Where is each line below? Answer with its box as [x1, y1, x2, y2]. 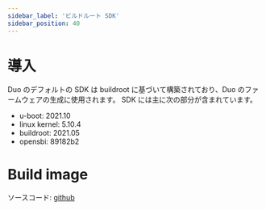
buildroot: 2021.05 [19, 128, 80, 138]
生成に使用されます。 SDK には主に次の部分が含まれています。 [49, 94, 257, 105]
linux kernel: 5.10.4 [19, 120, 81, 129]
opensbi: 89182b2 [19, 136, 80, 146]
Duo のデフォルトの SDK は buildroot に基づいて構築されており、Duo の [7, 85, 245, 94]
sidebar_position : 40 [7, 19, 81, 27]
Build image [7, 165, 89, 183]
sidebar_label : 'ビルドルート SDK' [7, 11, 120, 20]
